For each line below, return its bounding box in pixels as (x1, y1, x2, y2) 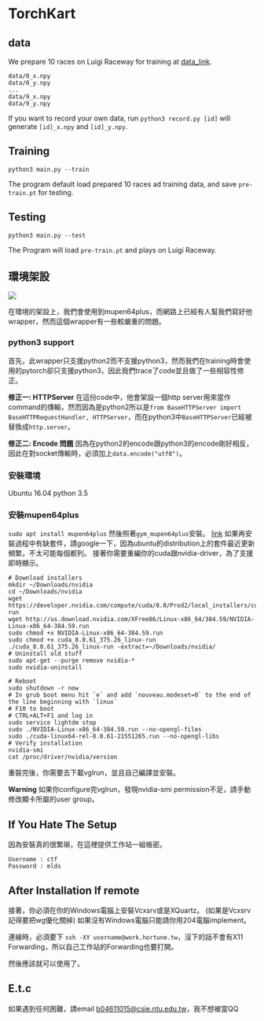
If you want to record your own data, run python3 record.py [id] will (8, 113, 231, 123)
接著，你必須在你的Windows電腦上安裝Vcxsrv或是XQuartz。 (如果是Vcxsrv (8, 905, 251, 915)
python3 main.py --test (8, 231, 86, 239)
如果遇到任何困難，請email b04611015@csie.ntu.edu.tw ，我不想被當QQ (8, 1004, 239, 1013)
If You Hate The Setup (8, 818, 117, 831)
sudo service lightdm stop (8, 719, 97, 727)
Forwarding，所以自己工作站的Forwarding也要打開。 (8, 941, 178, 951)
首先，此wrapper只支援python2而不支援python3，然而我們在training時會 (8, 356, 244, 365)
